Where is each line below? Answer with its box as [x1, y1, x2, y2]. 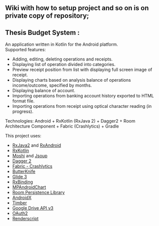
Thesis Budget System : [5, 28, 80, 36]
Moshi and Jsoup [12, 153, 48, 159]
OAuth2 [12, 210, 28, 216]
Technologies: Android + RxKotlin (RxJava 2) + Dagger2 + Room [5, 118, 135, 124]
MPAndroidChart [12, 184, 46, 190]
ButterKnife [12, 168, 35, 174]
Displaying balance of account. [12, 88, 75, 94]
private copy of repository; [5, 12, 90, 20]
